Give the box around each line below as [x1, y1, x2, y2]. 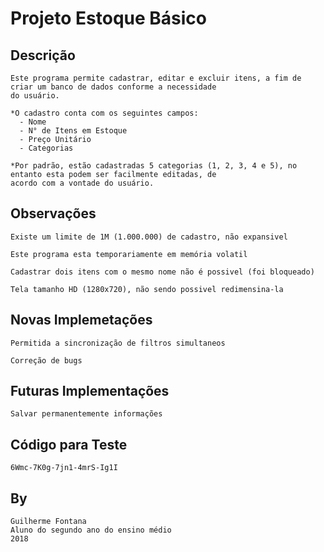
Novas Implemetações [10, 312, 153, 329]
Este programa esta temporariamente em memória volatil [10, 249, 248, 259]
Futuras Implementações [10, 383, 170, 400]
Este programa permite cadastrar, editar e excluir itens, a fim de [10, 73, 302, 83]
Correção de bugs [10, 355, 83, 366]
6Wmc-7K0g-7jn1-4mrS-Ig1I [10, 463, 118, 473]
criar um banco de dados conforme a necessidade [10, 82, 217, 92]
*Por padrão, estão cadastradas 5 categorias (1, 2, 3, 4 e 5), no [10, 161, 298, 171]
